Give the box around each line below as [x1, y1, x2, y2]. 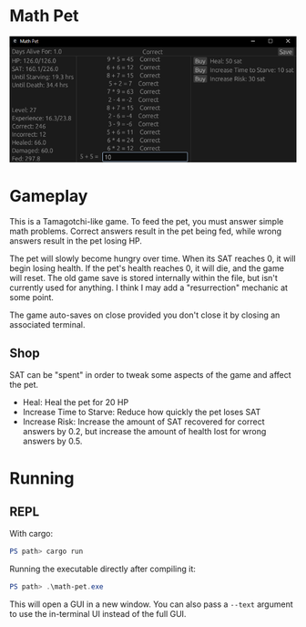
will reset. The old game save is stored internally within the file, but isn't [9, 272, 278, 283]
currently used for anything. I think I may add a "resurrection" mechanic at [9, 282, 289, 293]
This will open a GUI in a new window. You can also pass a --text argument [9, 599, 293, 610]
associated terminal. [9, 319, 86, 329]
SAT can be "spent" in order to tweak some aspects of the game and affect [9, 370, 291, 381]
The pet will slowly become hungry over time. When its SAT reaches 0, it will [9, 253, 296, 264]
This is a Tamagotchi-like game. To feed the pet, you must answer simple [9, 215, 284, 226]
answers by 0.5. [22, 435, 83, 447]
